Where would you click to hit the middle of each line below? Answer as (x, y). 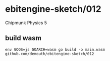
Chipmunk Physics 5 (26, 23)
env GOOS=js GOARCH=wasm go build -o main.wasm (55, 49)
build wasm (23, 38)
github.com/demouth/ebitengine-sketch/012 (50, 54)
